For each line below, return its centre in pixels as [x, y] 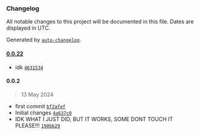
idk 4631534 [29, 67]
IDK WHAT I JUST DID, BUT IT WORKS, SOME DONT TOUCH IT [94, 119]
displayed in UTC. [28, 28]
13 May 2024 [37, 94]
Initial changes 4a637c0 [43, 113]
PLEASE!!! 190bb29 [37, 125]
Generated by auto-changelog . [44, 40]
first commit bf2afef [40, 106]
